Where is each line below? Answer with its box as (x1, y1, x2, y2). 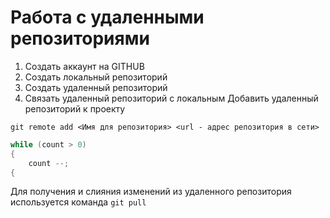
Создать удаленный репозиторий (24, 81, 168, 93)
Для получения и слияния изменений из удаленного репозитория (10, 186, 292, 198)
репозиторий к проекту (24, 102, 126, 115)
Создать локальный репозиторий (24, 71, 168, 83)
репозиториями (10, 27, 150, 50)
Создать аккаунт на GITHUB (24, 60, 145, 72)
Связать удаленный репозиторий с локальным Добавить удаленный (24, 92, 319, 104)
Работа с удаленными (10, 6, 205, 29)
